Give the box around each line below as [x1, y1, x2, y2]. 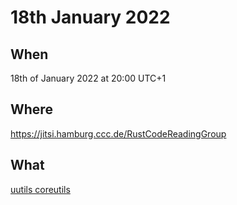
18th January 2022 [10, 6, 171, 29]
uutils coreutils [10, 183, 71, 195]
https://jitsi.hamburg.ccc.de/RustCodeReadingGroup [10, 127, 227, 140]
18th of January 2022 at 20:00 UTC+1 [10, 72, 167, 84]
